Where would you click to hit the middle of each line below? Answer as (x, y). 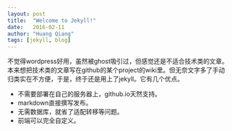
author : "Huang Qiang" (41, 34)
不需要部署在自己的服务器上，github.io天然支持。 (89, 94)
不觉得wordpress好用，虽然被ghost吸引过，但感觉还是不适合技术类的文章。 (118, 62)
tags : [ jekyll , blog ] (39, 40)
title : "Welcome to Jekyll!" (52, 21)
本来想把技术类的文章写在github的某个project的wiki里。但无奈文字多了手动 (116, 70)
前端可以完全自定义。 (48, 120)
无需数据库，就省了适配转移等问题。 (70, 112)
